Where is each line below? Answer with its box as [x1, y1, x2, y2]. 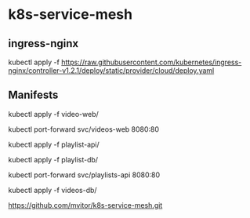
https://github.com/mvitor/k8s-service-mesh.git [8, 200, 163, 209]
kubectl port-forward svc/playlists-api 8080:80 [8, 170, 161, 180]
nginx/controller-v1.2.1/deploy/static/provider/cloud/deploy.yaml [8, 66, 215, 75]
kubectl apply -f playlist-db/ [8, 154, 99, 164]
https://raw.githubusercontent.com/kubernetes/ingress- [61, 57, 242, 67]
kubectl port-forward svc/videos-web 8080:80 [8, 124, 159, 134]
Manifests [8, 89, 59, 102]
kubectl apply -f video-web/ [8, 109, 100, 118]
